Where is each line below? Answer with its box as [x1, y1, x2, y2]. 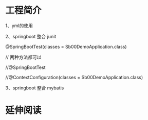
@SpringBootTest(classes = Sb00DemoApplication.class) [5, 43, 127, 50]
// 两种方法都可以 [5, 54, 42, 60]
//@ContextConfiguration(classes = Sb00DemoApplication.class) [5, 74, 143, 80]
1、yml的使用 [5, 22, 33, 29]
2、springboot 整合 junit [5, 33, 57, 39]
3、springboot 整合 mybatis [5, 85, 64, 91]
